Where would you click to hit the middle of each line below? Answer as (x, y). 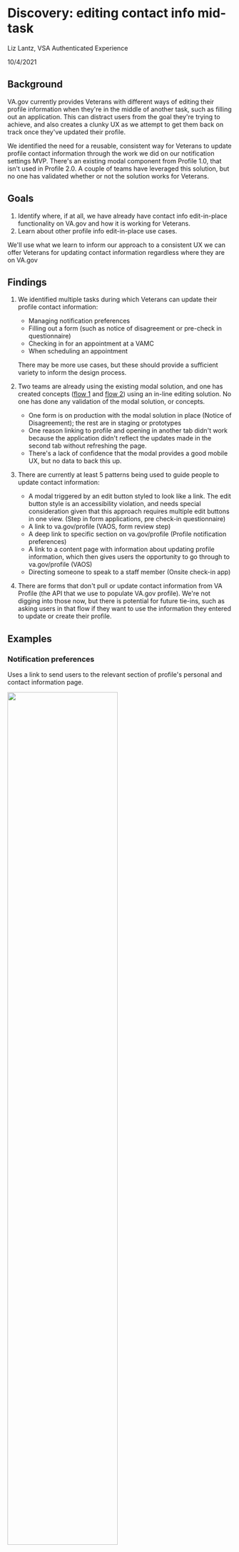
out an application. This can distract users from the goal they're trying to (114, 116)
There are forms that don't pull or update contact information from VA (120, 586)
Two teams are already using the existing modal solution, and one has (120, 386)
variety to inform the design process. (72, 373)
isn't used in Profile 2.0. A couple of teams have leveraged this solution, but (118, 168)
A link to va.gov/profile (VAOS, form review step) (100, 527)
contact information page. (46, 682)
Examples (30, 639)
